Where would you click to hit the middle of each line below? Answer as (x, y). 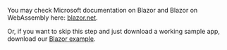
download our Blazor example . (51, 39)
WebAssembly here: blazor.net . (53, 18)
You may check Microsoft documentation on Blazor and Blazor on (103, 10)
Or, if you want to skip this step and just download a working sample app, (114, 31)
